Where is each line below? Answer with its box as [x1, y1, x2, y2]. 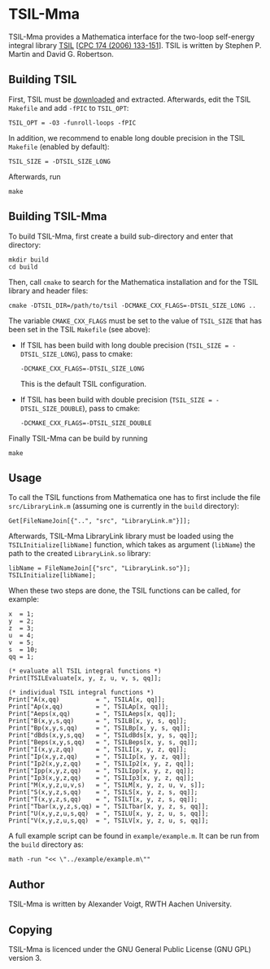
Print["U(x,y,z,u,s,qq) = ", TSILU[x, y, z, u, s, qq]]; [8, 809, 209, 818]
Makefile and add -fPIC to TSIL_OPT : [8, 103, 129, 112]
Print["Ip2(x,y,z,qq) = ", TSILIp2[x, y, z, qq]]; [8, 760, 195, 768]
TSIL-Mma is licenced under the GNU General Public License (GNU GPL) [8, 945, 252, 954]
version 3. [8, 954, 42, 962]
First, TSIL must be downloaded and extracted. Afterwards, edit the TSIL [8, 94, 251, 104]
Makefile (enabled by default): [8, 142, 110, 151]
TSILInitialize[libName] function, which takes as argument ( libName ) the [8, 540, 256, 550]
